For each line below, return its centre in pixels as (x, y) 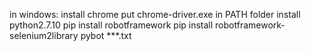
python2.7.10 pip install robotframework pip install (111, 25)
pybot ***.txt (106, 35)
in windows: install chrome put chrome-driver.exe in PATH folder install (155, 14)
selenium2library (44, 35)
